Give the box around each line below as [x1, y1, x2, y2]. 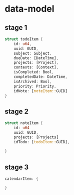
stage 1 [4, 23, 27, 32]
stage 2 [4, 107, 28, 115]
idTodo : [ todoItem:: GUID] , [13, 139, 70, 144]
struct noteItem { [4, 121, 43, 126]
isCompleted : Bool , [13, 69, 54, 75]
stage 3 [4, 163, 29, 171]
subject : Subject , [13, 51, 52, 56]
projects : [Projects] [13, 135, 58, 140]
